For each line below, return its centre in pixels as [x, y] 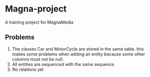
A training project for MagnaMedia [39, 22]
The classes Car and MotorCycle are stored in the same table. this [78, 49]
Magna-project [36, 9]
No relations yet [28, 69]
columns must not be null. [38, 59]
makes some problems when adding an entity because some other [78, 54]
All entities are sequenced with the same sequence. [63, 64]
